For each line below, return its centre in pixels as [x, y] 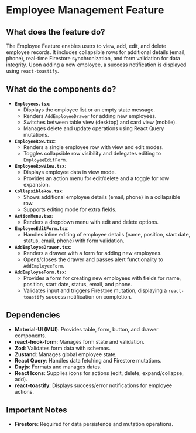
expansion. [37, 184]
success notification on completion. [89, 296]
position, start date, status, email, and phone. [78, 284]
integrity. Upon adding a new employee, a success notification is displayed [96, 65]
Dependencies [33, 315]
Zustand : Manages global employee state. [66, 354]
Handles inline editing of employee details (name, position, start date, [107, 234]
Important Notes [37, 410]
